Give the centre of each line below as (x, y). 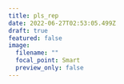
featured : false (35, 38)
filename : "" (37, 53)
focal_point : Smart (48, 61)
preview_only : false (50, 68)
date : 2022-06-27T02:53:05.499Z (62, 23)
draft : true (28, 30)
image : (19, 46)
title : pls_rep (34, 16)
